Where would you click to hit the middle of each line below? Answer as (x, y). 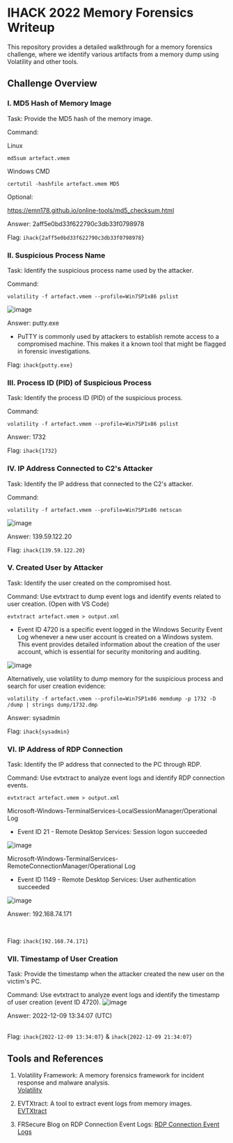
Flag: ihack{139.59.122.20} (46, 550)
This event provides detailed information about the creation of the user (119, 644)
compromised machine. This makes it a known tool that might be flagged (121, 344)
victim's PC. (24, 982)
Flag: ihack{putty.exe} (40, 365)
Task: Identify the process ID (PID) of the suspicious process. (95, 398)
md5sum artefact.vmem (39, 158)
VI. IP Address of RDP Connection (65, 749)
